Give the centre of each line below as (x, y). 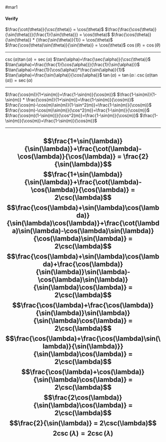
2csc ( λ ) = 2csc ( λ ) (83, 433)
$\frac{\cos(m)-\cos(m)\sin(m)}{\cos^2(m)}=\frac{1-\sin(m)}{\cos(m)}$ (77, 110)
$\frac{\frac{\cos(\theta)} (131, 30)
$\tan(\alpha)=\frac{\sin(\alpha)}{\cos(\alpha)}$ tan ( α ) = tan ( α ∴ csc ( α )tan (82, 75)
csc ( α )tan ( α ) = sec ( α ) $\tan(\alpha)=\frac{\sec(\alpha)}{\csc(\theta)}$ (78, 59)
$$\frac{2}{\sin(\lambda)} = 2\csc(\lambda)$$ (83, 423)
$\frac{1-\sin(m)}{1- (137, 95)
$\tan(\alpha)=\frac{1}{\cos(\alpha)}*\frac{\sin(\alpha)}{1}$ (65, 70)
